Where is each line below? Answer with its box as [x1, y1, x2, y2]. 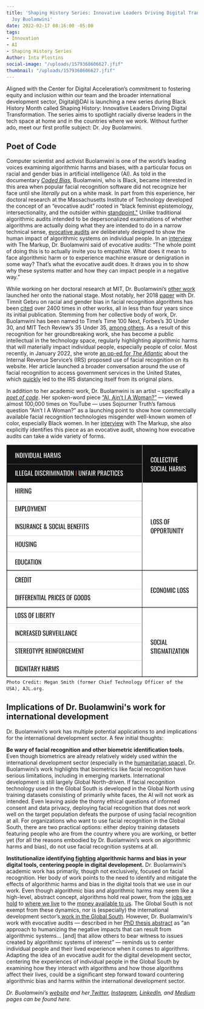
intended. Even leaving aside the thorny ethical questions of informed [6, 798, 180, 805]
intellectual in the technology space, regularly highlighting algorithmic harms [6, 337, 198, 344]
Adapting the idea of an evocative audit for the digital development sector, [6, 951, 192, 959]
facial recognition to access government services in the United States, [6, 369, 182, 377]
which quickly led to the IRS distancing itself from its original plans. [6, 375, 174, 383]
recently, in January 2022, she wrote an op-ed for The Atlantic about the [6, 350, 188, 357]
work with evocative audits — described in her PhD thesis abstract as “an [6, 919, 190, 926]
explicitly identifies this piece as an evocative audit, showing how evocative [6, 426, 195, 434]
